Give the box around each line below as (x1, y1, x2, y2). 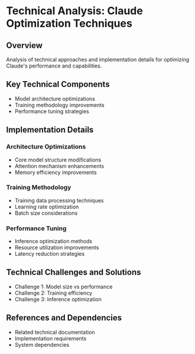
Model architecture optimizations (14, 95, 96, 102)
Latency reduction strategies (14, 250, 84, 258)
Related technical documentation (14, 329, 96, 336)
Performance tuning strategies (14, 108, 90, 115)
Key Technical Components (6, 79, 110, 89)
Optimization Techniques (6, 17, 133, 30)
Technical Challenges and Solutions (6, 268, 141, 278)
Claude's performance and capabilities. (6, 62, 102, 69)
